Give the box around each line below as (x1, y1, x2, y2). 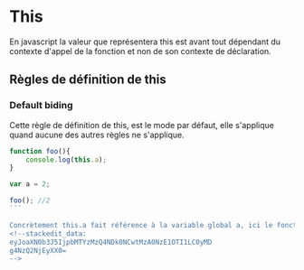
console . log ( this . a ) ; (25, 155, 107, 164)
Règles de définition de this (9, 72, 166, 88)
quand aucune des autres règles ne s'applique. (9, 129, 185, 140)
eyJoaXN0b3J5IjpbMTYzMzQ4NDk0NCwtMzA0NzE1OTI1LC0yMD (9, 237, 213, 247)
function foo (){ (9, 146, 71, 155)
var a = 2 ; (9, 180, 51, 189)
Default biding (9, 99, 73, 112)
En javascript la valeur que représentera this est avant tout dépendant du (9, 36, 281, 47)
